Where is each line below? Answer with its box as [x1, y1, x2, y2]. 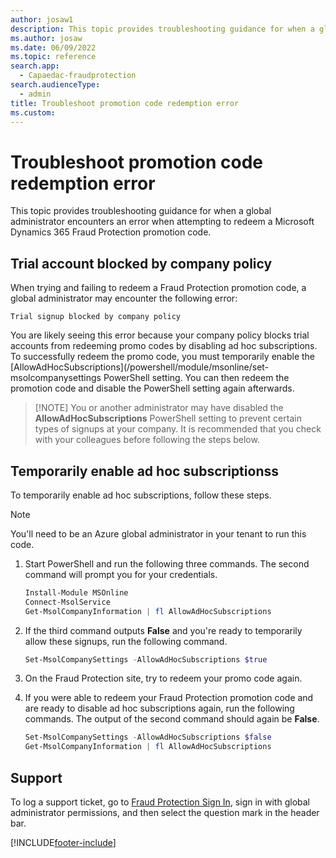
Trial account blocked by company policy [10, 255, 273, 272]
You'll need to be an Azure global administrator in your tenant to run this [10, 527, 307, 540]
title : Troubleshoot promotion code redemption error [10, 98, 240, 108]
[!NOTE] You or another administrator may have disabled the [34, 402, 284, 414]
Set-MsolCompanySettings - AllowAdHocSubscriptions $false [24, 732, 272, 743]
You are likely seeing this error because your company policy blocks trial [10, 329, 310, 341]
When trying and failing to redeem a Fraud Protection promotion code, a [10, 282, 307, 294]
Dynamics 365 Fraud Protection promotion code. [10, 226, 212, 238]
